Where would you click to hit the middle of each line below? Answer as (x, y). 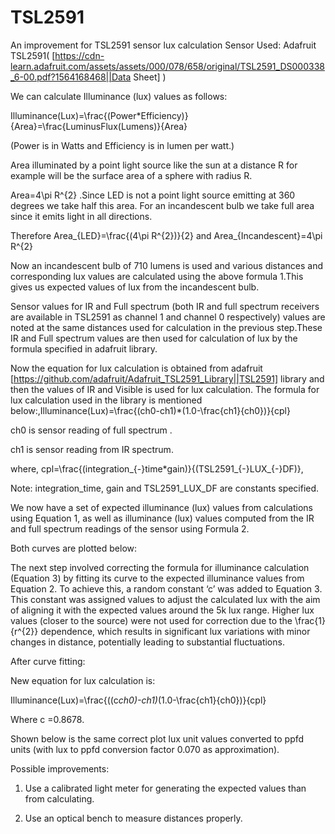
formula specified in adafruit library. (84, 348)
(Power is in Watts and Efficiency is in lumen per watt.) (122, 145)
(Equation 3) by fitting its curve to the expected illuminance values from (157, 578)
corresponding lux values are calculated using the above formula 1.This (157, 276)
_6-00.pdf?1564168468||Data (71, 77)
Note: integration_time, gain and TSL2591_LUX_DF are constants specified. (165, 488)
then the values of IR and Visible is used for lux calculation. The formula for (165, 389)
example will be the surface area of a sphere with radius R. (131, 175)
